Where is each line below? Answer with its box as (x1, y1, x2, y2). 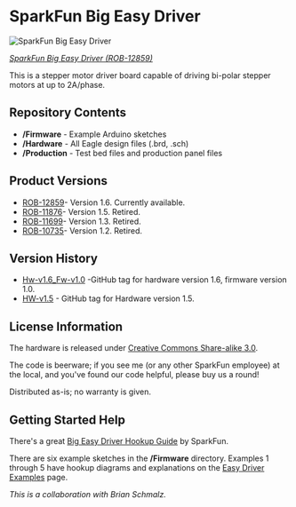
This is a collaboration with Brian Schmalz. (9, 489, 167, 499)
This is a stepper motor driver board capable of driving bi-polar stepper (9, 69, 271, 81)
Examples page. (9, 472, 68, 482)
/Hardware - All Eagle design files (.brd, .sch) (21, 138, 189, 148)
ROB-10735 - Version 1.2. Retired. (21, 225, 143, 236)
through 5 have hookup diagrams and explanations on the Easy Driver (9, 463, 265, 472)
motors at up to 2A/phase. (9, 79, 105, 90)
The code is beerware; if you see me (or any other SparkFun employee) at (9, 360, 280, 370)
